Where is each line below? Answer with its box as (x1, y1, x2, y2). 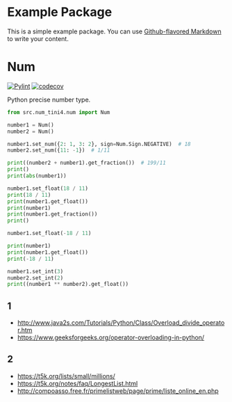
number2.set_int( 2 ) (7, 274, 64, 282)
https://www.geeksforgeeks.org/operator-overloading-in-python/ (17, 333, 205, 341)
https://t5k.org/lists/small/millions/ (17, 371, 116, 380)
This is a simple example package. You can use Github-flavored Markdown (7, 27, 222, 35)
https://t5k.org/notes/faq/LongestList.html (17, 379, 138, 387)
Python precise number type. (7, 95, 91, 104)
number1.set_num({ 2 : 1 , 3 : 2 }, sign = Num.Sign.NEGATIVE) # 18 (7, 140, 191, 147)
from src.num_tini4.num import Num (7, 108, 110, 115)
